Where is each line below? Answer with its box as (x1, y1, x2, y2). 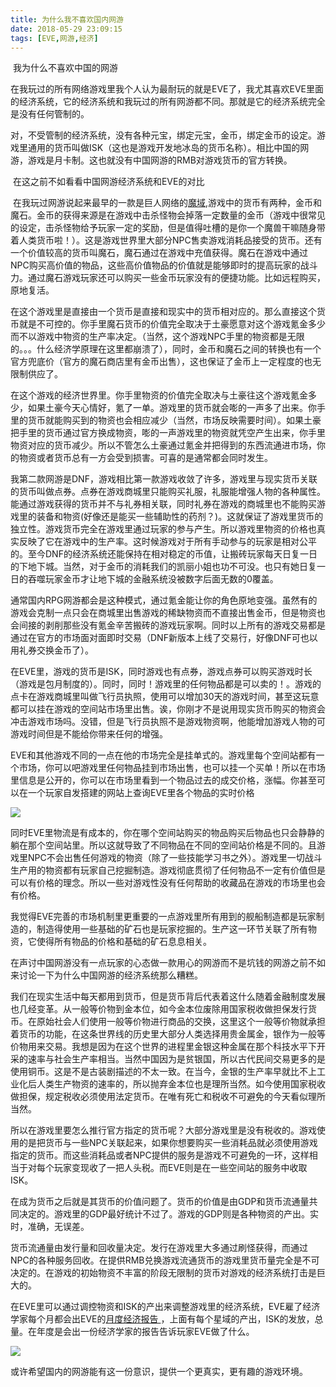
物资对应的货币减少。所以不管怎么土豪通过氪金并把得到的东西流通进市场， (10, 439, 317, 451)
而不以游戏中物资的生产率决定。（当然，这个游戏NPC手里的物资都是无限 (10, 331, 305, 343)
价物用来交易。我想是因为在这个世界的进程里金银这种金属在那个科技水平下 (10, 1041, 317, 1053)
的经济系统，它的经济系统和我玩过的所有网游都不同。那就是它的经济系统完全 (10, 96, 326, 108)
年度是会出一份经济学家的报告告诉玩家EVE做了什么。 (36, 1326, 255, 1338)
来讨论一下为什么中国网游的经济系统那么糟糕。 (10, 969, 203, 981)
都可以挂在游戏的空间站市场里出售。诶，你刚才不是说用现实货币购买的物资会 (10, 703, 326, 715)
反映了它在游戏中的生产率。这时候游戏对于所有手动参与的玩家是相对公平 (18, 536, 317, 548)
